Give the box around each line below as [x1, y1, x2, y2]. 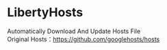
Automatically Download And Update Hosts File [7, 27, 141, 35]
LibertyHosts [7, 5, 83, 20]
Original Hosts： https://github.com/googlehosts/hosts [7, 35, 160, 43]
